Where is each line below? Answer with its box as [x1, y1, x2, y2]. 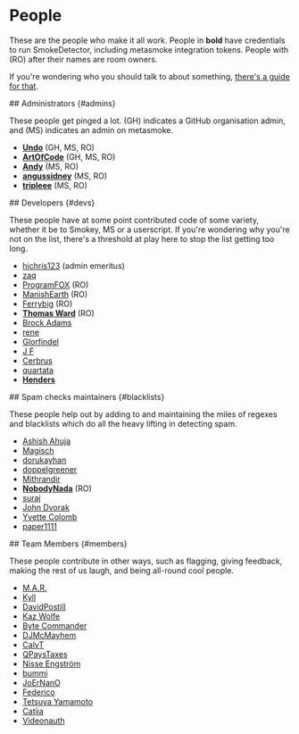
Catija [21, 705, 45, 716]
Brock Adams [21, 317, 72, 328]
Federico [21, 687, 55, 697]
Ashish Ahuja [21, 435, 71, 446]
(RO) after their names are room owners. [9, 54, 158, 64]
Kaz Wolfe [21, 611, 61, 621]
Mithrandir [21, 473, 61, 484]
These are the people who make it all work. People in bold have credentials [9, 35, 286, 46]
